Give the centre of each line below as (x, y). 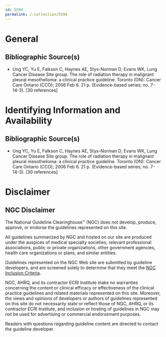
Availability (29, 121)
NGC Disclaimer (30, 210)
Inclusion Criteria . (23, 273)
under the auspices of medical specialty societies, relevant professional (79, 242)
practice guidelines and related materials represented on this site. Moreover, (83, 293)
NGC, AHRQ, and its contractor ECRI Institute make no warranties (72, 282)
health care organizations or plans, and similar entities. (61, 253)
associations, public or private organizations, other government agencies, (80, 247)
